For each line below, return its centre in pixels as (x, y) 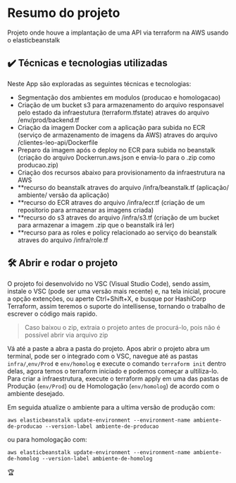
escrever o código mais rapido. (52, 314)
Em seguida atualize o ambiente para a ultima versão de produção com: (111, 407)
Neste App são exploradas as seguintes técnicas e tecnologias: (99, 83)
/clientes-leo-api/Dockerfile (58, 142)
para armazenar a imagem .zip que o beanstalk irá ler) (96, 225)
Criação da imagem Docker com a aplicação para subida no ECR (111, 127)
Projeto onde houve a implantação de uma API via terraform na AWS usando (118, 32)
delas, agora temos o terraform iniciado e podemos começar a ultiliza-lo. (113, 371)
